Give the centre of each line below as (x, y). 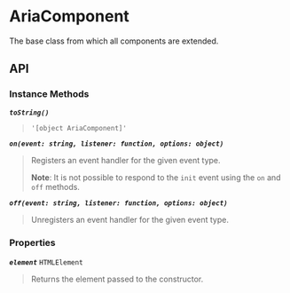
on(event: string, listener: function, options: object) (117, 144)
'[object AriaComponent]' (78, 128)
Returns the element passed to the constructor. (117, 279)
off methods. (55, 186)
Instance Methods (49, 94)
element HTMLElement (46, 262)
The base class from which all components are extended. (114, 41)
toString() (29, 113)
